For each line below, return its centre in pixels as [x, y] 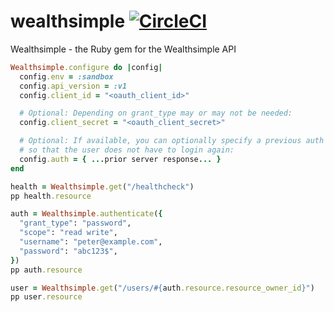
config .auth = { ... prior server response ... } [120, 159]
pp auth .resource [46, 270]
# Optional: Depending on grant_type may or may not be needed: [156, 113]
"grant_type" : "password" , [75, 223]
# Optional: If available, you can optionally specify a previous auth [172, 141]
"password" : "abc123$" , [68, 251]
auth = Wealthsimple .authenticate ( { [86, 214]
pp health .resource [51, 196]
